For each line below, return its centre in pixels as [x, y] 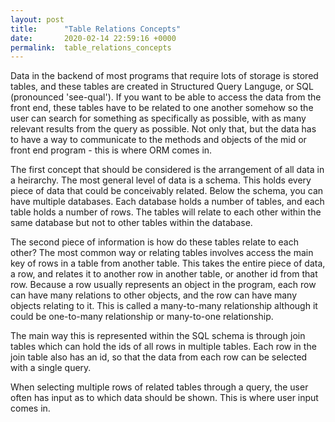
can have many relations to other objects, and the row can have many [154, 295]
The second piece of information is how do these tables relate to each [155, 242]
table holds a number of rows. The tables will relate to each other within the [166, 212]
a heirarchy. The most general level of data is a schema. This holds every [161, 180]
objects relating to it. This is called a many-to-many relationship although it [164, 306]
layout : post [37, 19]
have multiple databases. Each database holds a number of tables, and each [167, 202]
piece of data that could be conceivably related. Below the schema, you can [167, 191]
